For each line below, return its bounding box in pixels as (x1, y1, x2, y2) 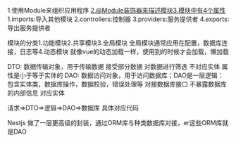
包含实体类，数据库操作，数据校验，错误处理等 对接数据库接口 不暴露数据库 (7, 80, 227, 88)
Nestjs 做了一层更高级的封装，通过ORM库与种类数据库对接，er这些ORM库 (7, 119, 223, 127)
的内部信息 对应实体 (7, 89, 65, 97)
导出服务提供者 (7, 24, 51, 32)
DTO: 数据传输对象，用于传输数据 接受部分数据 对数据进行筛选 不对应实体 (7, 63, 221, 70)
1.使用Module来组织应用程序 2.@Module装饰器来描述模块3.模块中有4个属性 (7, 6, 226, 14)
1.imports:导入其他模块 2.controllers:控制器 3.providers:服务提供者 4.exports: (7, 15, 230, 23)
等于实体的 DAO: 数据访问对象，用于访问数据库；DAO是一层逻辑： (31, 71, 224, 79)
